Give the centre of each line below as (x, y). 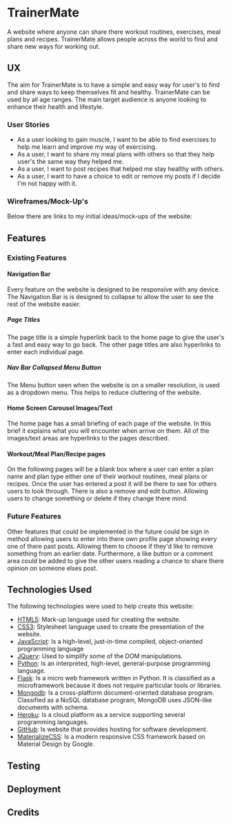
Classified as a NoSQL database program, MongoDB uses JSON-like (114, 700)
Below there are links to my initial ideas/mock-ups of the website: (100, 216)
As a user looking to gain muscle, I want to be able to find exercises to (117, 140)
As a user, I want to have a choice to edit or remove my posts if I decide (119, 176)
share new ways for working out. (54, 46)
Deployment (34, 790)
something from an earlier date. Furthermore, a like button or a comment (110, 553)
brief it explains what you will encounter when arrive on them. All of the (108, 431)
